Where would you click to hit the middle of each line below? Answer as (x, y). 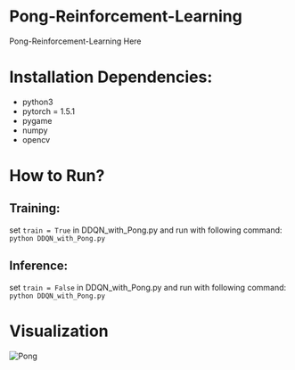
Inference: (39, 266)
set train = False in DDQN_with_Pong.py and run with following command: (148, 287)
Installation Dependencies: (111, 77)
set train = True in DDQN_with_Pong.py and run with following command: (146, 230)
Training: (35, 208)
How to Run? (57, 176)
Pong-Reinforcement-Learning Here (75, 41)
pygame (37, 120)
